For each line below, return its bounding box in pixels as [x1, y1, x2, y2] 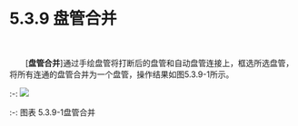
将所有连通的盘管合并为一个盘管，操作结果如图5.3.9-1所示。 [9, 69, 234, 80]
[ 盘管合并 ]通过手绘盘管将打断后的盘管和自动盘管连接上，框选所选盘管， [25, 57, 294, 68]
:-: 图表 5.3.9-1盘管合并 [9, 106, 96, 118]
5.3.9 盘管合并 [9, 8, 117, 29]
